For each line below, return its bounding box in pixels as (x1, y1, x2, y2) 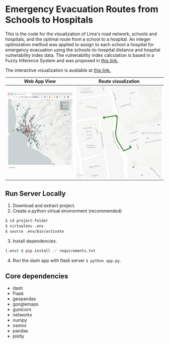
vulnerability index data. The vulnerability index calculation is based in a (5, 52, 154, 58)
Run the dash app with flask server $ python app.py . (12, 257, 121, 263)
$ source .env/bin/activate (5, 228, 64, 234)
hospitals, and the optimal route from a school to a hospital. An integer (5, 36, 151, 42)
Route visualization (99, 78, 140, 84)
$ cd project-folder (5, 218, 49, 223)
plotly (12, 333, 25, 339)
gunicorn (12, 306, 32, 312)
